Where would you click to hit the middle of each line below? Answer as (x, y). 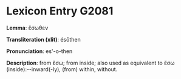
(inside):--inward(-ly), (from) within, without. (62, 69)
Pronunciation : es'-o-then (39, 51)
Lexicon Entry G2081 (60, 11)
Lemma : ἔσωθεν (27, 28)
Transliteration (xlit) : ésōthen (43, 39)
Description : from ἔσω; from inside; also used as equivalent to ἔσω (90, 63)
